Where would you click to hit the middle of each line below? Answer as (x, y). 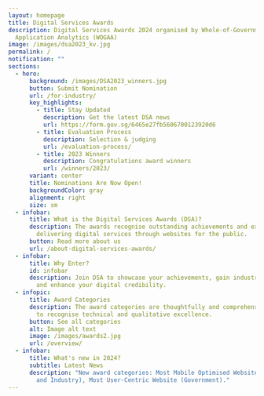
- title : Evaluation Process (84, 132)
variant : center (55, 176)
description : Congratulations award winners (117, 162)
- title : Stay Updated (73, 111)
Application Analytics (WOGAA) (66, 37)
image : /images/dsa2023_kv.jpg (59, 45)
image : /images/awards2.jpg (75, 336)
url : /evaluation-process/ (87, 147)
